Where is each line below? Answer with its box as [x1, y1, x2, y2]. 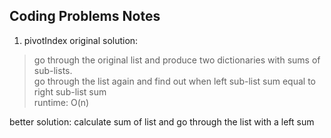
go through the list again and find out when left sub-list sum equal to [33, 75, 316, 87]
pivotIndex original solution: [23, 34, 139, 46]
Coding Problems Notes [9, 8, 161, 25]
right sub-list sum [33, 85, 107, 98]
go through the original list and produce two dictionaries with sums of [33, 54, 321, 66]
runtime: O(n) [33, 96, 90, 108]
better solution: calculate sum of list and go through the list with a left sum [9, 115, 315, 128]
